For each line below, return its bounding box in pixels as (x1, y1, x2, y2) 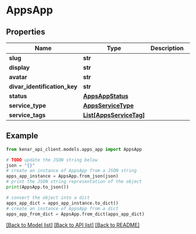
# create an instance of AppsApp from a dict (6, 205, 118, 211)
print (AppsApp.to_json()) (6, 184, 69, 190)
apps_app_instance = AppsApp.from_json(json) (6, 173, 118, 179)
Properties (6, 27, 45, 37)
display (9, 64, 30, 71)
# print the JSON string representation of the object (6, 179, 142, 185)
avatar (9, 73, 27, 81)
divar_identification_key (9, 82, 78, 91)
